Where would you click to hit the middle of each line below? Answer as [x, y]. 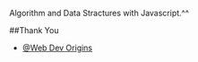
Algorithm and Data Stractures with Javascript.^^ [99, 13]
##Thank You [34, 30]
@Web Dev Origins [57, 48]
